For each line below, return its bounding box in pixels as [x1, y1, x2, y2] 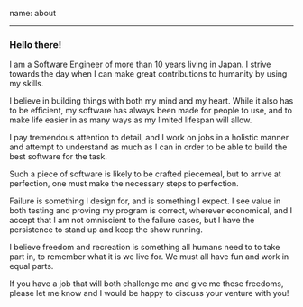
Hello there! [9, 38, 62, 50]
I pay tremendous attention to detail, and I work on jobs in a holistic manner [9, 132, 289, 143]
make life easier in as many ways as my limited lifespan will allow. [9, 114, 252, 125]
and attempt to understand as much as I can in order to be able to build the [9, 141, 288, 152]
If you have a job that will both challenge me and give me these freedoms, [9, 278, 284, 289]
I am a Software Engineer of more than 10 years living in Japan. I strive [9, 59, 271, 70]
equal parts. [9, 261, 54, 272]
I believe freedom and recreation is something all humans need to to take [9, 242, 280, 253]
